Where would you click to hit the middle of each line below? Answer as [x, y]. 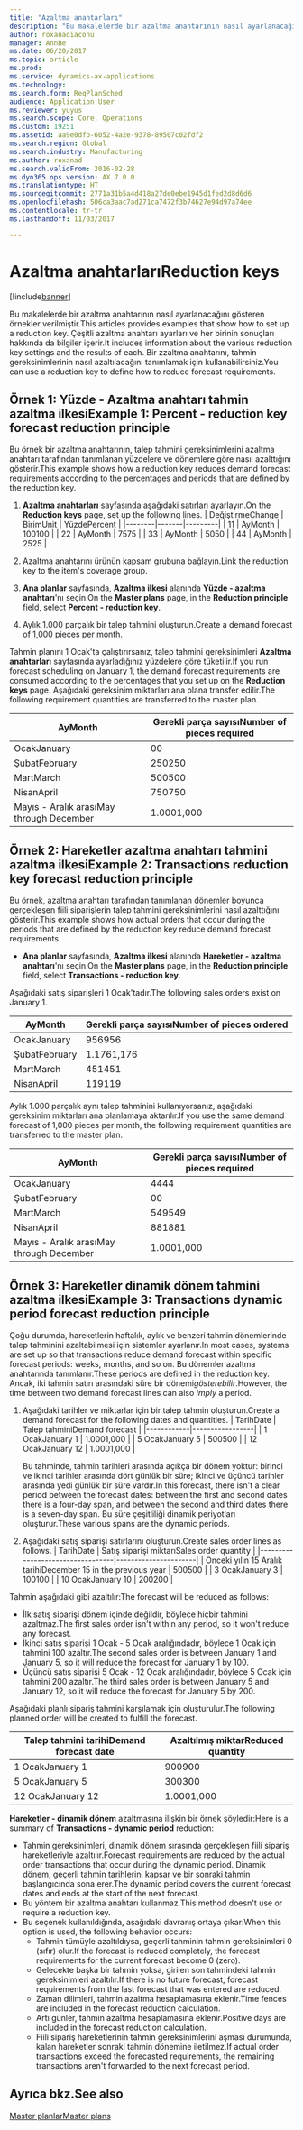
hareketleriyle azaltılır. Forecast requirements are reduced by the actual [154, 1855]
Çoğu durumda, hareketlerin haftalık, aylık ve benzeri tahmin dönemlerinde [148, 1335]
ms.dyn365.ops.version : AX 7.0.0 [72, 177]
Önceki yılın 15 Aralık [244, 1560]
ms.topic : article [44, 60]
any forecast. [47, 1634]
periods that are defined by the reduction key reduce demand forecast [140, 929]
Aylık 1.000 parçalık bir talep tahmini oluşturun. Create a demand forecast [157, 625]
